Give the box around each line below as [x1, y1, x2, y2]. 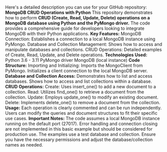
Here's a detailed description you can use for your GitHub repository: [5, 4, 147, 10]
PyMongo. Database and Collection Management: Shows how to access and [5, 41, 163, 47]
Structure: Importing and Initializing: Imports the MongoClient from [5, 62, 143, 68]
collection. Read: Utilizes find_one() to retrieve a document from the [5, 89, 145, 95]
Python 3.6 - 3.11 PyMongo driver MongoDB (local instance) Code [5, 57, 141, 63]
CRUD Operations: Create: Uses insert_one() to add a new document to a [5, 84, 156, 89]
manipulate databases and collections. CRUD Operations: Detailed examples [5, 47, 162, 52]
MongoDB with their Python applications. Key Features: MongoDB [5, 31, 142, 36]
